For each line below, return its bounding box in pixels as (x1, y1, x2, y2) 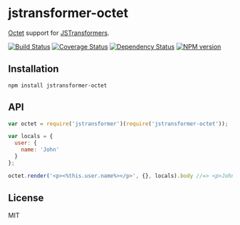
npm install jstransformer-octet (8, 82, 108, 89)
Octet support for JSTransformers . (8, 28, 110, 37)
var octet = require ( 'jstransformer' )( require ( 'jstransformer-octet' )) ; (8, 120, 229, 127)
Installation (8, 63, 59, 75)
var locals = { (8, 133, 53, 140)
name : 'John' (21, 146, 60, 154)
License (8, 192, 44, 204)
